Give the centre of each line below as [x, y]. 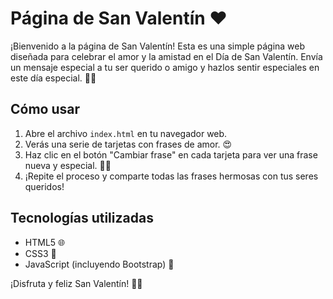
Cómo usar [45, 109]
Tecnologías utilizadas [82, 218]
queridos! [44, 186]
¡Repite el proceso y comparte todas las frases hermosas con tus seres [171, 176]
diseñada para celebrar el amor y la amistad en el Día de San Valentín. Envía [166, 56]
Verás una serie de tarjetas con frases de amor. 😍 [128, 144]
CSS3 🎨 [40, 253]
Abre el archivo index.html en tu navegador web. [126, 133]
